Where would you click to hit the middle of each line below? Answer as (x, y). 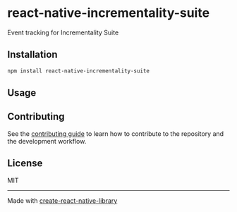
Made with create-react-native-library (62, 200)
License (25, 163)
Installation (32, 55)
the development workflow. (47, 141)
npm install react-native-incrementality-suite (79, 71)
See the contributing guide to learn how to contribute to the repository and (116, 133)
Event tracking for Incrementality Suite (63, 32)
